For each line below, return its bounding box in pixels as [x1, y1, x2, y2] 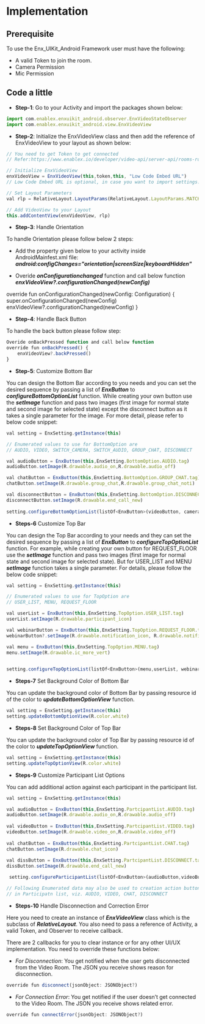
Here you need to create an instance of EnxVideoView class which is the [6, 914, 190, 921]
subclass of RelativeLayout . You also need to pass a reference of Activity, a [6, 920, 198, 928]
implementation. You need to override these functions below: [6, 945, 160, 952]
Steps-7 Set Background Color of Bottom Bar [15, 677, 129, 685]
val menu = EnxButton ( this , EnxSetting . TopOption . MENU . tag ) [6, 643, 160, 650]
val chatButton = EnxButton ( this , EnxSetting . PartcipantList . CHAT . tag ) [6, 840, 190, 846]
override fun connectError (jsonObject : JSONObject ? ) [6, 1011, 143, 1018]
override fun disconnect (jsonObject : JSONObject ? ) [6, 982, 138, 988]
